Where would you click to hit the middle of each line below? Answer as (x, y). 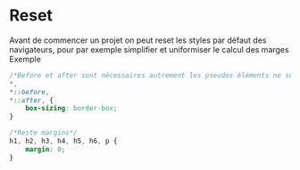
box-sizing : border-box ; (71, 109)
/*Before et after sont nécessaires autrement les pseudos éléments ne (145, 75)
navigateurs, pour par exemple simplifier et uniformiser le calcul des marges (149, 49)
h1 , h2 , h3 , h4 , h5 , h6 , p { (63, 142)
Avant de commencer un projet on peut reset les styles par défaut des (138, 40)
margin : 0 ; (46, 149)
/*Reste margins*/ (43, 133)
